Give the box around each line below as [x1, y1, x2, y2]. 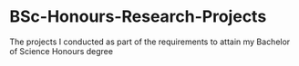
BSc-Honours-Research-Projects [9, 6, 267, 27]
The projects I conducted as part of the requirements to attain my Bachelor [9, 36, 291, 47]
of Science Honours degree [9, 45, 114, 56]
